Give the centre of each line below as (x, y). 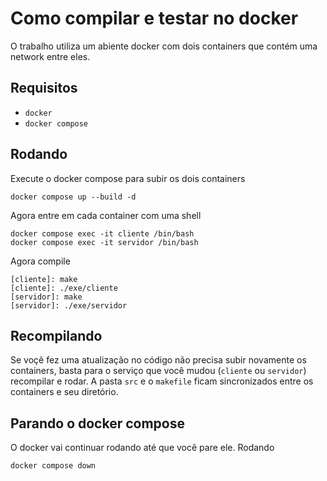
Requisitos (44, 88)
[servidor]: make (46, 297)
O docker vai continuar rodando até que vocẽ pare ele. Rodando (142, 448)
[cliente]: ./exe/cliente (64, 288)
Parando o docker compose (98, 423)
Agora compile (40, 261)
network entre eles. (50, 56)
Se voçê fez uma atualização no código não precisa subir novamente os (158, 360)
